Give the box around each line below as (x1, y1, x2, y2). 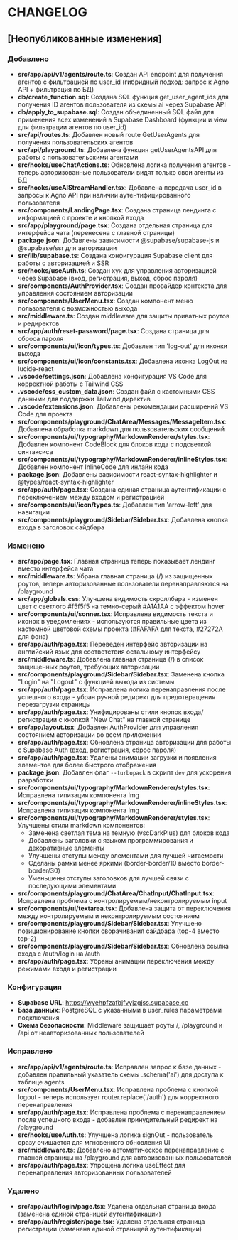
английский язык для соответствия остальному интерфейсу (17, 647, 201, 656)
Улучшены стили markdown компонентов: (17, 821, 146, 830)
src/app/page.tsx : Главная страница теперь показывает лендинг (17, 557, 216, 566)
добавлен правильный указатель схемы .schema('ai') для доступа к (17, 1070, 224, 1079)
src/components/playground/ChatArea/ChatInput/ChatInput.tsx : (17, 889, 215, 897)
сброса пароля (17, 334, 64, 343)
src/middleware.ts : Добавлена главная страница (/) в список (17, 655, 204, 664)
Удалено (7, 1186, 40, 1196)
